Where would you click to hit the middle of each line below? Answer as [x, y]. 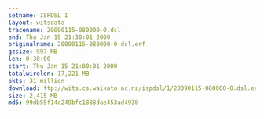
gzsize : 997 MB [33, 52]
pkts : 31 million [37, 81]
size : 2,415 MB [33, 96]
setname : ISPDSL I [38, 15]
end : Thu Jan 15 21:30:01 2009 [59, 37]
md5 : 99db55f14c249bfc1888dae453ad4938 [73, 103]
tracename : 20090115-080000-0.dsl [65, 30]
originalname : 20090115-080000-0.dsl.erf [77, 45]
